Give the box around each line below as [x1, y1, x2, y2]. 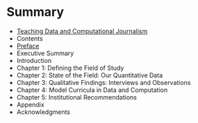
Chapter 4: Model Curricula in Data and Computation [16, 86, 168, 94]
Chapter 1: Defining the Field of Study [16, 64, 124, 72]
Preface [16, 41, 40, 50]
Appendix [16, 100, 44, 108]
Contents [16, 34, 43, 42]
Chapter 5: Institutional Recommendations [16, 93, 137, 101]
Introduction [16, 56, 52, 64]
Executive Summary [16, 49, 74, 57]
